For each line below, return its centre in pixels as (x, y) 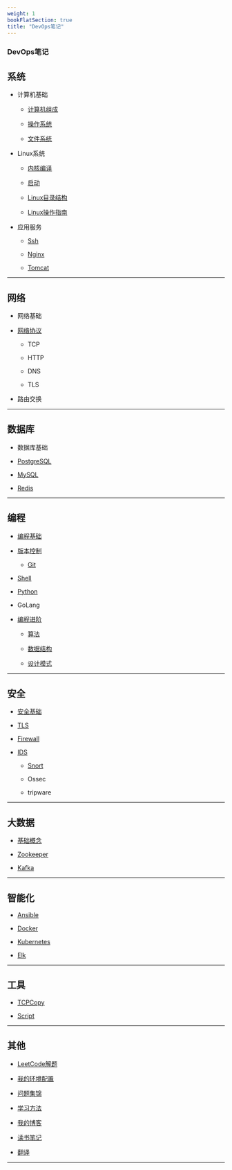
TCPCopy (31, 1002)
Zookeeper (33, 854)
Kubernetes (33, 941)
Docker (28, 928)
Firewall (28, 739)
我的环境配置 (35, 1079)
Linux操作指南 (47, 213)
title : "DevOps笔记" (36, 26)
